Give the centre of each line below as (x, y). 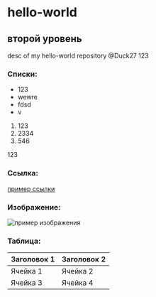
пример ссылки (31, 188)
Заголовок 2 (84, 259)
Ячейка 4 (77, 283)
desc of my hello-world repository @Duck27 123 (78, 55)
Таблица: (24, 241)
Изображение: (34, 207)
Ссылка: (23, 173)
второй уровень (45, 39)
